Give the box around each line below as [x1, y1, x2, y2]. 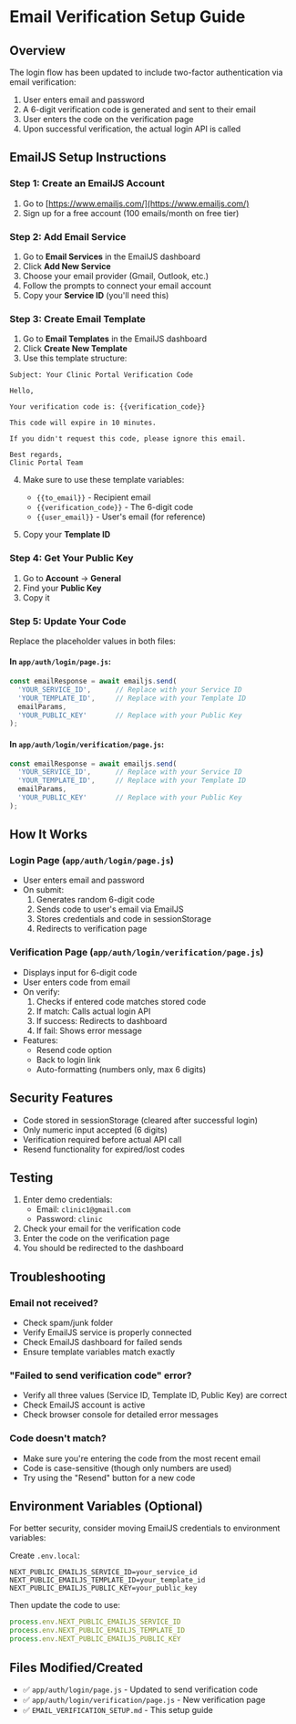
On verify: [22, 986, 61, 997]
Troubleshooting [9, 1269, 107, 1284]
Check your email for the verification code [22, 1223, 181, 1234]
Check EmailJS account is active [22, 1399, 146, 1411]
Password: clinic [36, 1214, 103, 1225]
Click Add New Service [22, 260, 111, 271]
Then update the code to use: [9, 1600, 121, 1611]
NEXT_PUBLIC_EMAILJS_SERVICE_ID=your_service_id [9, 1568, 198, 1577]
